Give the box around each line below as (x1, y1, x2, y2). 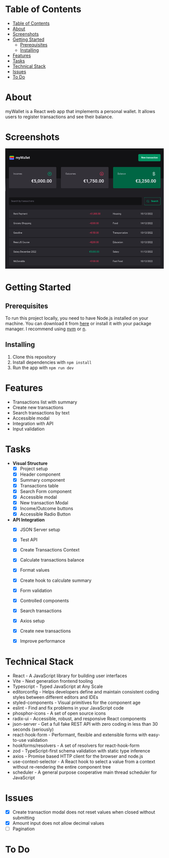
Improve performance (20, 638, 65, 644)
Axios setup (20, 618, 45, 624)
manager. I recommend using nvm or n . (5, 326, 87, 332)
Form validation (20, 587, 52, 593)
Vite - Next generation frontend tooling (12, 678, 93, 684)
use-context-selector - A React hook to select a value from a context (12, 759, 155, 765)
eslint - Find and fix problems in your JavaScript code (12, 704, 124, 711)
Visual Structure (12, 460, 48, 466)
